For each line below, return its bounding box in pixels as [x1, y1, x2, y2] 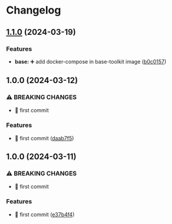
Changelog [6, 4, 61, 17]
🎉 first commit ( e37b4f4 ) [14, 210, 75, 218]
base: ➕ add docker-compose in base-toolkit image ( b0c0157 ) [14, 58, 167, 65]
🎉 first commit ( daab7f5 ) [14, 134, 74, 141]
